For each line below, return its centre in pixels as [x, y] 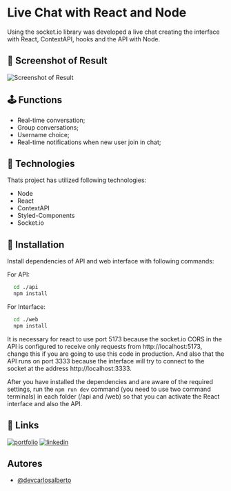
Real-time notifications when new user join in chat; [89, 142]
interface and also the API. [45, 403]
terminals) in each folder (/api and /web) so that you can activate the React [113, 396]
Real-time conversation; [51, 120]
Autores [25, 463]
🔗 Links [23, 425]
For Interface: [27, 307]
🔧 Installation [36, 244]
